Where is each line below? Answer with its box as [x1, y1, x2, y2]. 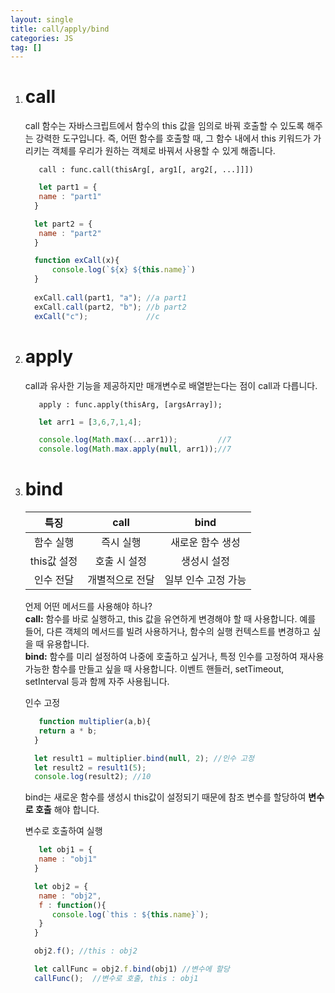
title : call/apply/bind [10, 24, 110, 34]
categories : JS [10, 33, 74, 43]
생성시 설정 [181, 554, 230, 568]
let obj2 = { [34, 881, 89, 891]
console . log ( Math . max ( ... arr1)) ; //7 [38, 435, 232, 445]
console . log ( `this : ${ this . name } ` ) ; [51, 909, 210, 920]
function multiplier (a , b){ [38, 717, 152, 727]
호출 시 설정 [94, 554, 148, 568]
